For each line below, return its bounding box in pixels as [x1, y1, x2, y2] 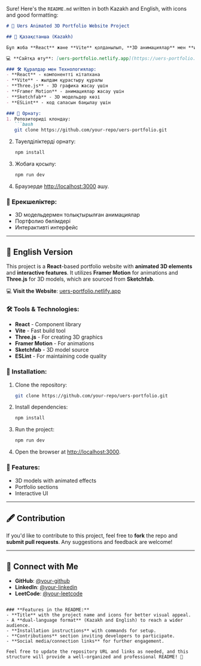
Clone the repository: [14, 381, 68, 388]
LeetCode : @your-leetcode [14, 590, 83, 597]
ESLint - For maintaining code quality [14, 352, 107, 360]
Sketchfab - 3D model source [14, 346, 89, 354]
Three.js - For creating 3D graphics [14, 333, 103, 340]
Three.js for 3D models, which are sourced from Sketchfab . [6, 275, 155, 282]
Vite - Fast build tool [14, 327, 66, 334]
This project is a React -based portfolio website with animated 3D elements [6, 263, 193, 270]
